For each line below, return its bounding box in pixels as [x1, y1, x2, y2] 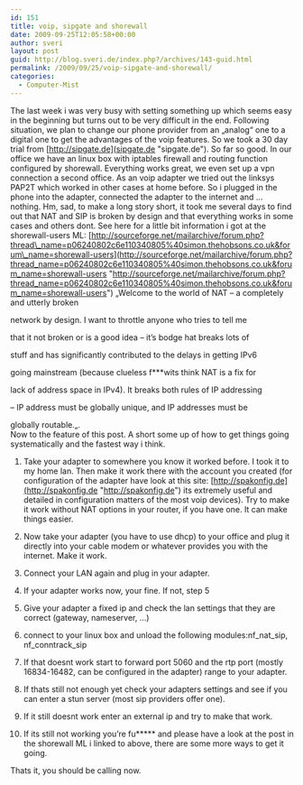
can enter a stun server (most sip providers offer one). [23, 693, 225, 704]
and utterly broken [10, 297, 79, 308]
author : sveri [10, 38, 64, 48]
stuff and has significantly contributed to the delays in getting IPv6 [10, 349, 258, 360]
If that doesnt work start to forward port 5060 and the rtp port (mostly [23, 656, 283, 668]
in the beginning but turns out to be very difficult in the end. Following [10, 115, 270, 125]
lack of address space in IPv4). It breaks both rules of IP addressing [10, 384, 262, 395]
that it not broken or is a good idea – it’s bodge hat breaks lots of [10, 331, 250, 343]
